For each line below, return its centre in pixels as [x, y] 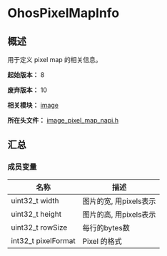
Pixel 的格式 [102, 241]
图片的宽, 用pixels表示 [119, 201]
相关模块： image [33, 105]
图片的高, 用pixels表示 [119, 214]
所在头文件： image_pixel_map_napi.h [63, 120]
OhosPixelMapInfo [64, 13]
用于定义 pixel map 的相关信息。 [55, 60]
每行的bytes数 [106, 227]
